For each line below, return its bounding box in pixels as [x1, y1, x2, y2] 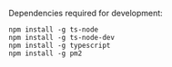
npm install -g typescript [8, 41, 111, 50]
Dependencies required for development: [8, 8, 163, 18]
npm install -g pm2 [8, 49, 83, 58]
